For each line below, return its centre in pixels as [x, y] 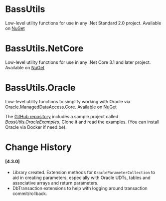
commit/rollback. [30, 194]
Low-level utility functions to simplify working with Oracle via [68, 101]
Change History [38, 147]
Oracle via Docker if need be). [36, 127]
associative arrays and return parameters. [55, 183]
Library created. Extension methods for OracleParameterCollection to [84, 173]
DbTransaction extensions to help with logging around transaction [80, 189]
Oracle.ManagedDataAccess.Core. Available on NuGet [61, 107]
